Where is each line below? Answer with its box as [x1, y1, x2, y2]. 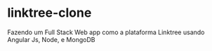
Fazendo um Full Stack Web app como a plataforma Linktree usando [7, 28, 205, 36]
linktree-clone [7, 5, 92, 21]
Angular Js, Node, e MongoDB [7, 35, 95, 43]
